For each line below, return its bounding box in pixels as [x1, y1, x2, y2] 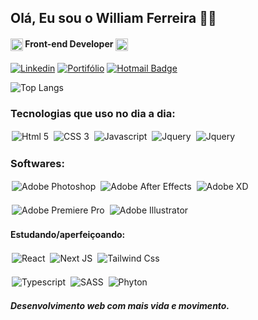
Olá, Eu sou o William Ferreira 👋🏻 [10, 10, 217, 27]
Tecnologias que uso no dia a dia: [10, 106, 176, 120]
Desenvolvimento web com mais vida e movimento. [10, 300, 230, 312]
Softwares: [10, 156, 65, 170]
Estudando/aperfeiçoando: [10, 228, 126, 240]
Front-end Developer [24, 37, 114, 50]
